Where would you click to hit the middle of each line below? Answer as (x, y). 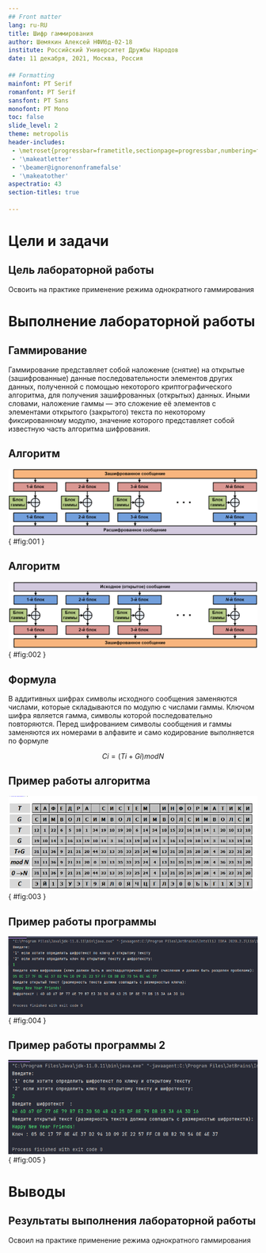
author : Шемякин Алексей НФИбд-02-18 (70, 42)
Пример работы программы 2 (87, 1045)
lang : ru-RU (28, 25)
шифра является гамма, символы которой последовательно (110, 715)
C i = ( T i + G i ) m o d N (133, 756)
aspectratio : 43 (35, 184)
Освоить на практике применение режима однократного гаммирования (131, 289)
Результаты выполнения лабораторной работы (132, 1221)
